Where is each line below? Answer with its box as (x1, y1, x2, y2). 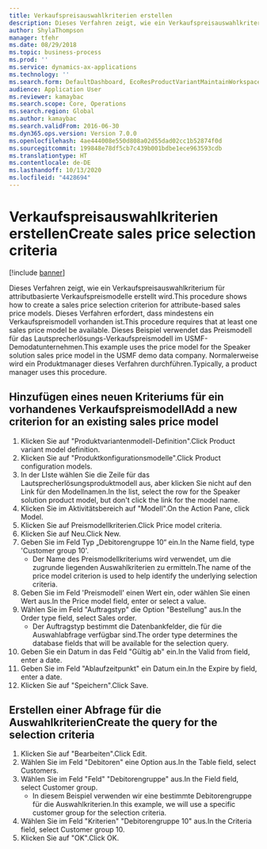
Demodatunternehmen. (9, 342, 85, 351)
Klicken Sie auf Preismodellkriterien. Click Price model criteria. (20, 520, 223, 530)
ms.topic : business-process (9, 48, 102, 56)
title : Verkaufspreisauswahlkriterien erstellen (9, 11, 173, 20)
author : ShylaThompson (9, 26, 84, 34)
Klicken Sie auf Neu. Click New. (20, 529, 121, 538)
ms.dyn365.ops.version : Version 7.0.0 (9, 129, 137, 137)
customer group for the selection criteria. (32, 808, 167, 817)
